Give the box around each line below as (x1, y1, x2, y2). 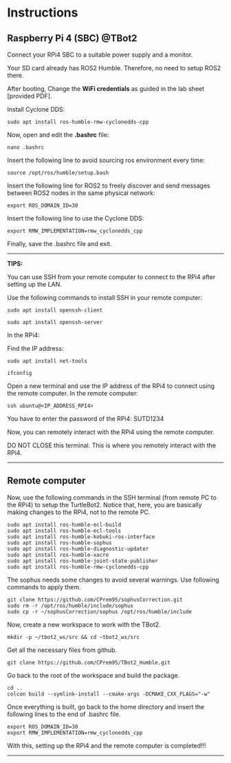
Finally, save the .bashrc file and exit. (7, 240, 112, 247)
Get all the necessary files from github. (7, 646, 118, 654)
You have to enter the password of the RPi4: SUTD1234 (7, 415, 164, 423)
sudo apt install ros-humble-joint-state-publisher (7, 557, 158, 564)
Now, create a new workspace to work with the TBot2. (7, 620, 161, 629)
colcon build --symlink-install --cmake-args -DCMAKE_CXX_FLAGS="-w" (7, 691, 211, 698)
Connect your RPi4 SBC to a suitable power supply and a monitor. (7, 50, 193, 59)
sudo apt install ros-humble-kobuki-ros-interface (7, 533, 155, 540)
